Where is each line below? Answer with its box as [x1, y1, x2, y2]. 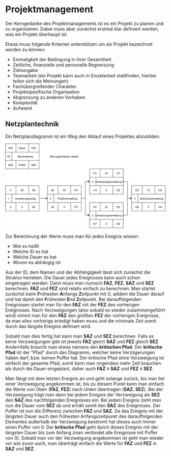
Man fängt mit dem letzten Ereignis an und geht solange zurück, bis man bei [5, 375, 165, 381]
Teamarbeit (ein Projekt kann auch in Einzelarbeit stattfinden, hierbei [12, 72, 157, 78]
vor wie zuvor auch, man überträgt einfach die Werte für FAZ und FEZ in [5, 440, 157, 446]
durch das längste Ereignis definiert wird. [5, 323, 92, 329]
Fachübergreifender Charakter [12, 83, 77, 90]
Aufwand [12, 105, 32, 111]
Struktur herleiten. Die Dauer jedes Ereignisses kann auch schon [5, 274, 140, 280]
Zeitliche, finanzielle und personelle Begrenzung [12, 62, 115, 68]
